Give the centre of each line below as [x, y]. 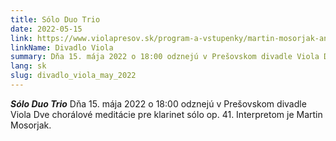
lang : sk [28, 66]
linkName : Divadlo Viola [62, 47]
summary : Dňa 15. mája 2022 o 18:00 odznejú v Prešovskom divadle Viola [165, 57]
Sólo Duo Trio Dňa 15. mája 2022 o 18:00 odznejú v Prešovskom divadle [158, 103]
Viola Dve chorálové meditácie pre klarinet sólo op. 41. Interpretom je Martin [166, 114]
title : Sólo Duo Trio [55, 19]
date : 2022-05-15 [46, 29]
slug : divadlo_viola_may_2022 [73, 76]
